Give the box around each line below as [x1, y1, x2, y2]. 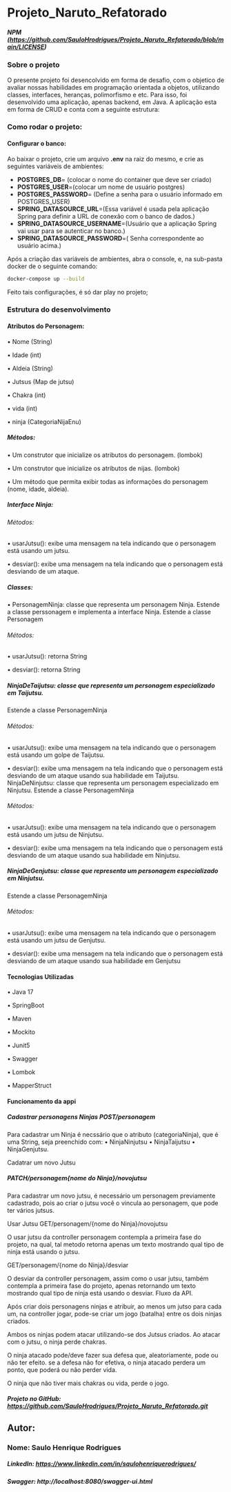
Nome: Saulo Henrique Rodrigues [7, 1442, 122, 1452]
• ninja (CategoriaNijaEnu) [7, 417, 81, 425]
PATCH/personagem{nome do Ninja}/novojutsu [7, 1174, 147, 1182]
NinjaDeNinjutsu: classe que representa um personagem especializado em [7, 778, 219, 787]
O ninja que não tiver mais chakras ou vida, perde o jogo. [7, 1379, 170, 1387]
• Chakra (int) [7, 391, 46, 399]
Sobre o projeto [7, 60, 60, 70]
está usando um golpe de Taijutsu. [7, 750, 105, 759]
